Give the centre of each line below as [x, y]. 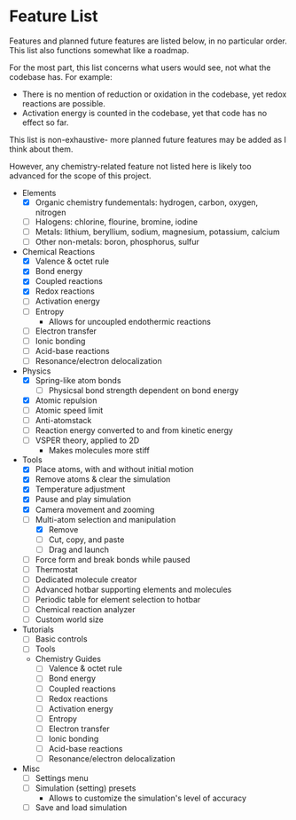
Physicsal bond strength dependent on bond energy [144, 390]
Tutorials [38, 630]
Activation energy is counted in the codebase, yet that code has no [144, 113]
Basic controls [61, 639]
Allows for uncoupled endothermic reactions [129, 321]
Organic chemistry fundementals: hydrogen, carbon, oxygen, [147, 202]
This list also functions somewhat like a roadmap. [99, 50]
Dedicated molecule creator [86, 580]
